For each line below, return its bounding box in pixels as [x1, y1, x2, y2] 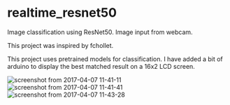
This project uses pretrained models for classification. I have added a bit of [7, 54, 224, 63]
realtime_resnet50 [7, 5, 117, 21]
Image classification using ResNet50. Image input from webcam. [7, 28, 194, 36]
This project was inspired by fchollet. [7, 41, 114, 49]
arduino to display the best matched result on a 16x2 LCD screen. [7, 62, 196, 70]
